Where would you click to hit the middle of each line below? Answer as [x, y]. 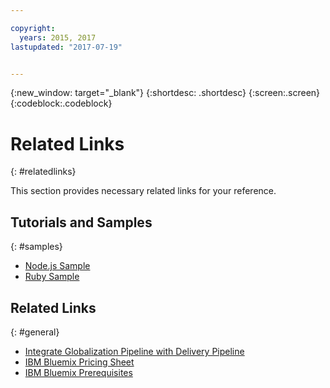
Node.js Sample [57, 266]
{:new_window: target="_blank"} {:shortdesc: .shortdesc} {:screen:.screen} [165, 93]
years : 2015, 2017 [58, 37]
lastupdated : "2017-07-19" [66, 47]
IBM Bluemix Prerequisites [78, 372]
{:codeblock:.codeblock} [61, 103]
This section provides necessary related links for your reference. [143, 191]
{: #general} [35, 332]
